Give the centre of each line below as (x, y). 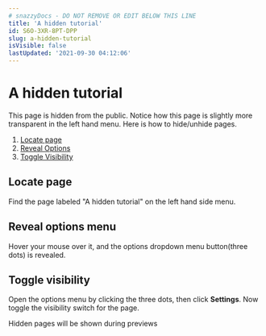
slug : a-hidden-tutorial (50, 38)
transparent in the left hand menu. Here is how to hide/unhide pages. (123, 124)
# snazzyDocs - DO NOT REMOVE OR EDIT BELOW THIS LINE (102, 16)
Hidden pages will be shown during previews (83, 324)
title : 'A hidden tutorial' (56, 23)
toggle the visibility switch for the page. (74, 308)
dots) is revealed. (37, 255)
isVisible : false (37, 46)
